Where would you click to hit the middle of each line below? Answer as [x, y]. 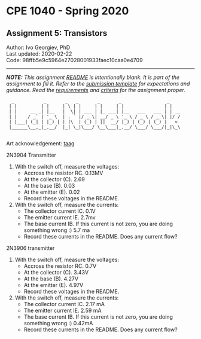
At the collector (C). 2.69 [54, 179]
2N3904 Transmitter [31, 155]
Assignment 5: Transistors [57, 33]
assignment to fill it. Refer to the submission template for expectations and [98, 84]
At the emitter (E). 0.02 [52, 192]
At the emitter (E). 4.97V [54, 285]
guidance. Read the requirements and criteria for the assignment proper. [96, 90]
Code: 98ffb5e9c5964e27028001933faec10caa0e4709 [74, 60]
